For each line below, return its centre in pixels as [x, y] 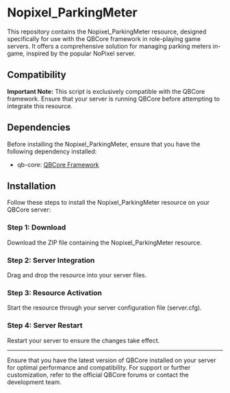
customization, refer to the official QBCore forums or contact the [98, 375]
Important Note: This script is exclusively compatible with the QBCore [106, 91]
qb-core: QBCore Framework [58, 164]
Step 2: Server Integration [51, 260]
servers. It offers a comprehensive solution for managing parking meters [109, 46]
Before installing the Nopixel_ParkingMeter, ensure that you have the [104, 144]
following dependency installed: [52, 151]
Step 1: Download [37, 227]
